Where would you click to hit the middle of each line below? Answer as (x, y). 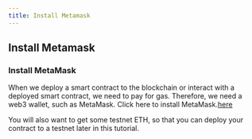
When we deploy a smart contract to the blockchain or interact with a (121, 87)
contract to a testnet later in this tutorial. (74, 129)
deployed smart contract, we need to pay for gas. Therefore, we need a (125, 96)
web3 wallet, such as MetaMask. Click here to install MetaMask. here (120, 105)
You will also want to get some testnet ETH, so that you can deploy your (126, 120)
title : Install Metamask (49, 15)
